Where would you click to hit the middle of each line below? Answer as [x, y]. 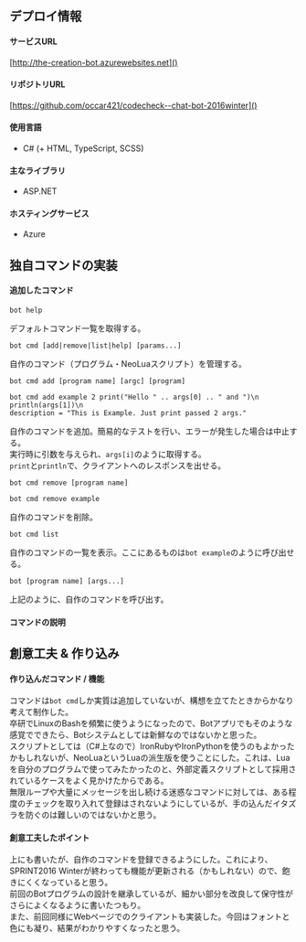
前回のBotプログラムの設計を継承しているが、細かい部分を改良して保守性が [152, 894]
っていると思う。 [81, 883]
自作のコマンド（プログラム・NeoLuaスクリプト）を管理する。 [128, 364]
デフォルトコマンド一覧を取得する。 [78, 328]
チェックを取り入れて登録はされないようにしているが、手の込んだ [149, 804]
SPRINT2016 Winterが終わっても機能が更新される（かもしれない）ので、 [146, 871]
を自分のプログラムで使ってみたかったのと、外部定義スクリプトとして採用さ [153, 769]
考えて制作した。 [42, 712]
